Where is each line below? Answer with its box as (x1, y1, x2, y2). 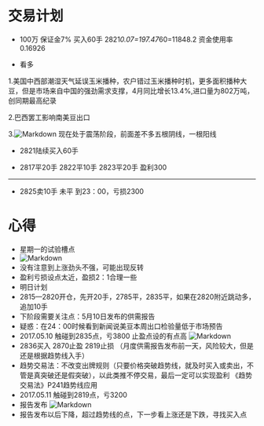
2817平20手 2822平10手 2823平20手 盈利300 (19, 162, 167, 172)
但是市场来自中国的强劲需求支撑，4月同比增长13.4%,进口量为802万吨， (21, 86, 254, 95)
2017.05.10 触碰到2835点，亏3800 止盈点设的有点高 (19, 331, 187, 340)
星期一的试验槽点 (19, 244, 75, 253)
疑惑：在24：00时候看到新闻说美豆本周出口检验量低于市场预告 (19, 321, 223, 330)
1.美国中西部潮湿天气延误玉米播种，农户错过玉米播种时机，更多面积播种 (8, 76, 240, 86)
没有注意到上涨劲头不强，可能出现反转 (19, 262, 144, 271)
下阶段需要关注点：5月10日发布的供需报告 (19, 311, 156, 321)
